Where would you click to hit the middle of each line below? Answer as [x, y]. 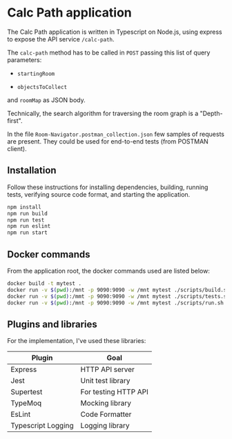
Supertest [27, 392]
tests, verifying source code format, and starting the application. [99, 194]
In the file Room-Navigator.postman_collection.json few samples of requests [116, 134]
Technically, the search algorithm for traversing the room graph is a [103, 113]
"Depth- [211, 113]
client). [17, 148]
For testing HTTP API [114, 392]
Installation [32, 170]
